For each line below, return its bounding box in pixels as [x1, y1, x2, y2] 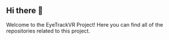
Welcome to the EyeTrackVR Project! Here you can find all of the [6, 21, 163, 28]
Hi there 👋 [6, 6, 43, 16]
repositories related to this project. [6, 27, 91, 34]
